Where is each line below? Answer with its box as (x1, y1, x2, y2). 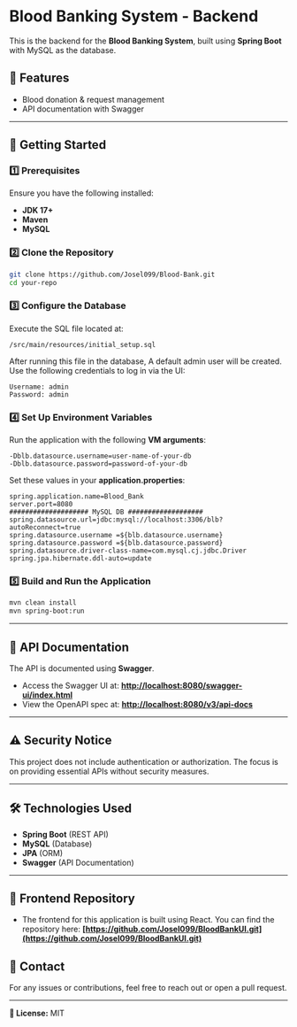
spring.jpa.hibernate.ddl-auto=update (9, 554, 152, 563)
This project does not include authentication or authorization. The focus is (9, 756, 278, 767)
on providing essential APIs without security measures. (9, 766, 209, 776)
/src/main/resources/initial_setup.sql (9, 340, 156, 349)
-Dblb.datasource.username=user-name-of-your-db (9, 452, 192, 461)
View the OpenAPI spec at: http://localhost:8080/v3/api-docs (21, 699, 254, 709)
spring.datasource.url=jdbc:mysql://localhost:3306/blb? (9, 515, 224, 524)
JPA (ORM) (21, 847, 64, 858)
